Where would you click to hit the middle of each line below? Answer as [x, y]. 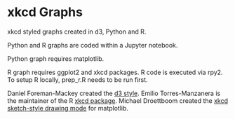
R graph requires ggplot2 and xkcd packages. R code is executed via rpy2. [115, 72]
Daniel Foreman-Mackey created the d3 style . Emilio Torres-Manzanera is [114, 93]
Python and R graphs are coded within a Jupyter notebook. [93, 45]
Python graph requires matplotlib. [55, 58]
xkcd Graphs [45, 12]
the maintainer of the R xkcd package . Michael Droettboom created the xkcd [118, 100]
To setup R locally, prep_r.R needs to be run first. [78, 79]
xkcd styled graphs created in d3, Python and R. [77, 31]
